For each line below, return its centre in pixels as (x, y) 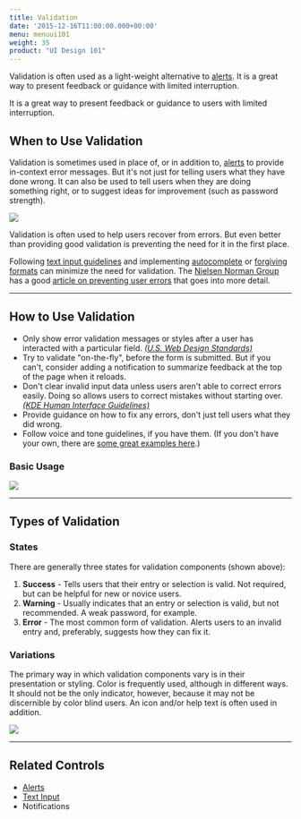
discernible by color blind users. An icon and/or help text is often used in (143, 703)
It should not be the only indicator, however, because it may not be (132, 694)
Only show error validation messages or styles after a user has (138, 338)
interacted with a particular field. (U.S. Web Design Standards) (138, 348)
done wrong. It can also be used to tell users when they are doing (130, 181)
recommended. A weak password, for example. (109, 612)
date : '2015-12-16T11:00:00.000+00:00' (84, 26)
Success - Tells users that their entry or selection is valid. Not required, (154, 584)
